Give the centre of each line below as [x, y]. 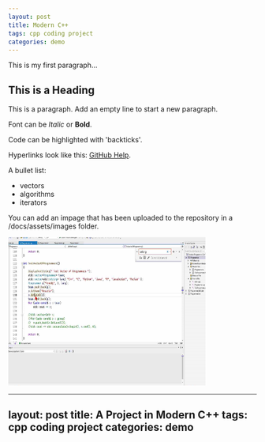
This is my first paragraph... [53, 65]
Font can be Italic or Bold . [50, 125]
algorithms [37, 195]
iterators [33, 202]
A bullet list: [27, 171]
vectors [32, 186]
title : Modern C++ [38, 25]
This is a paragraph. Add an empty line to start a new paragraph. [113, 109]
